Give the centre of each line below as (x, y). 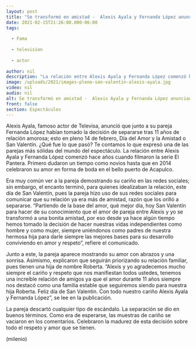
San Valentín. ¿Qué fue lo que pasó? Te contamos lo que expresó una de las (97, 144)
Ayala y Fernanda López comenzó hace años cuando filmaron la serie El (92, 157)
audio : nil (19, 93)
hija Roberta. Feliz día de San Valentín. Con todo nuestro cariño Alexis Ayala (97, 292)
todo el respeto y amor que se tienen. (51, 328)
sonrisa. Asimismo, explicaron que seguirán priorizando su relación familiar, (97, 260)
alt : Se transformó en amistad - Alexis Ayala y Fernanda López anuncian (99, 98)
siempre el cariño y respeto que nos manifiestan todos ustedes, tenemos (94, 273)
